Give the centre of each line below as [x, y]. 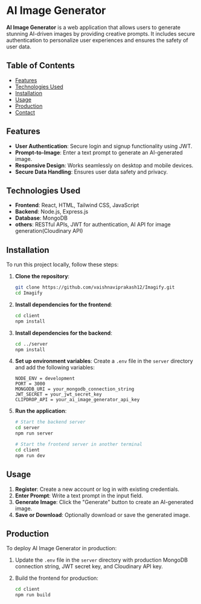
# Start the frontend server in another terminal [79, 445]
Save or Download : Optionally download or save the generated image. [103, 514]
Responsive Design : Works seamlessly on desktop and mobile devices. [104, 165]
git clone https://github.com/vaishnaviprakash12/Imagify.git [95, 287]
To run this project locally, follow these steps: [62, 264]
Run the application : [41, 411]
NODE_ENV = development [45, 379]
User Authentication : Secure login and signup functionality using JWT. [104, 146]
